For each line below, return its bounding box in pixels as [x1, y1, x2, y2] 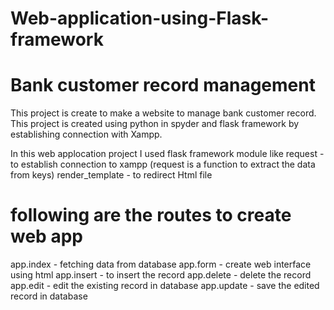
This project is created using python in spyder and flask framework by [10, 118, 300, 130]
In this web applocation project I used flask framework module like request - [10, 148, 325, 160]
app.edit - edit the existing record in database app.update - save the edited [10, 280, 320, 292]
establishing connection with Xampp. [10, 128, 163, 141]
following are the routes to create [10, 204, 292, 227]
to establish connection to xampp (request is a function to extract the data [10, 158, 316, 171]
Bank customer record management [10, 74, 316, 97]
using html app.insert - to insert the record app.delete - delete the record [10, 269, 312, 281]
